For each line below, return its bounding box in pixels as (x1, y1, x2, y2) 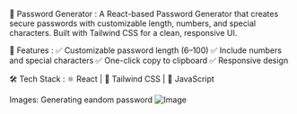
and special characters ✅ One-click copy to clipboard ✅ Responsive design (9, 55, 289, 66)
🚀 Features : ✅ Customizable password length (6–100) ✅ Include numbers (9, 45, 283, 56)
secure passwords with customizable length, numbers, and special (9, 18, 257, 29)
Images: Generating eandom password (9, 94, 153, 105)
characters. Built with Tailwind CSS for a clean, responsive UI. (9, 28, 238, 38)
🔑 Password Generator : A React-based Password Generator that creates (9, 9, 279, 19)
